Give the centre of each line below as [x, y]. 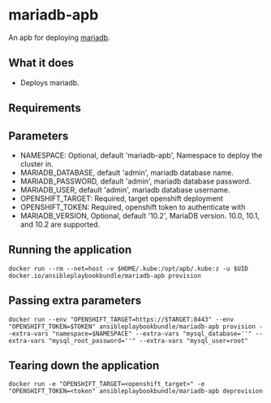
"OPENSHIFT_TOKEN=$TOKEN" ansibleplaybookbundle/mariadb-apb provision [132, 327]
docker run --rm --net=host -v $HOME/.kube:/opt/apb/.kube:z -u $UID [129, 269]
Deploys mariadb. [49, 82]
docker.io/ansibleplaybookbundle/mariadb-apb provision [105, 275]
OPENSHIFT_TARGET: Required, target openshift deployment [121, 198]
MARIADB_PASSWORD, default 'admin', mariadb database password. [135, 181]
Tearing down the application [84, 365]
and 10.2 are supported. [60, 224]
